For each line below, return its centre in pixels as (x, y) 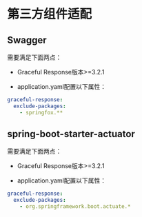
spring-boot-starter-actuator (71, 134)
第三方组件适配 (50, 14)
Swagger (27, 40)
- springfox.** (41, 112)
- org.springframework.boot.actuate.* (75, 207)
